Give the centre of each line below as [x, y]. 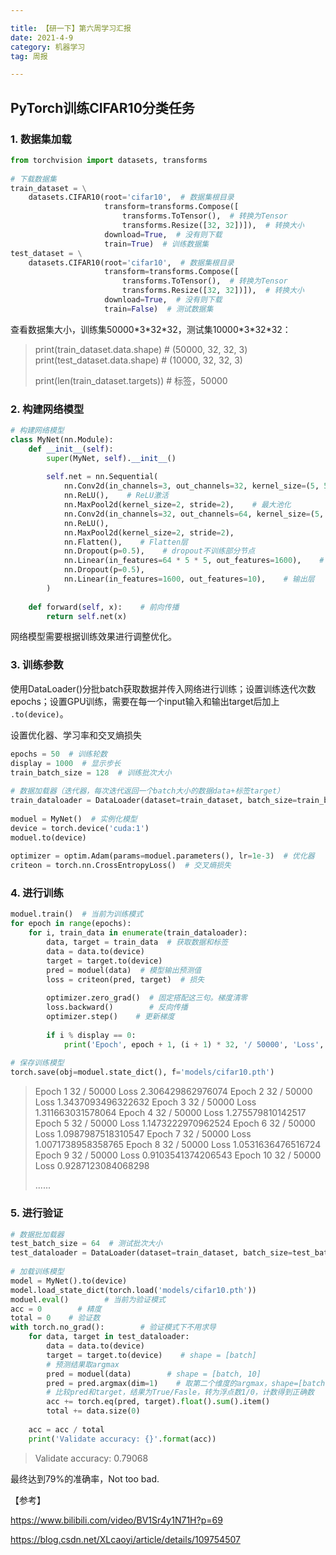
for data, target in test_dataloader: [109, 1337]
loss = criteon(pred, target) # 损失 [125, 979]
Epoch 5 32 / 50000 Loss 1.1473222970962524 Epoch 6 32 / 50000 [175, 1123]
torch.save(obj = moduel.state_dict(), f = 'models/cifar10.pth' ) [142, 1072]
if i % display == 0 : [91, 1035]
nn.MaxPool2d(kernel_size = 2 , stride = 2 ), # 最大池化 [177, 505]
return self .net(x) [87, 616]
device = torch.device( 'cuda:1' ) [80, 828]
